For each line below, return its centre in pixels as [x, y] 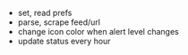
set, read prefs [45, 13]
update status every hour [64, 41]
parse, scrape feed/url [59, 22]
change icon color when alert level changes [98, 31]
